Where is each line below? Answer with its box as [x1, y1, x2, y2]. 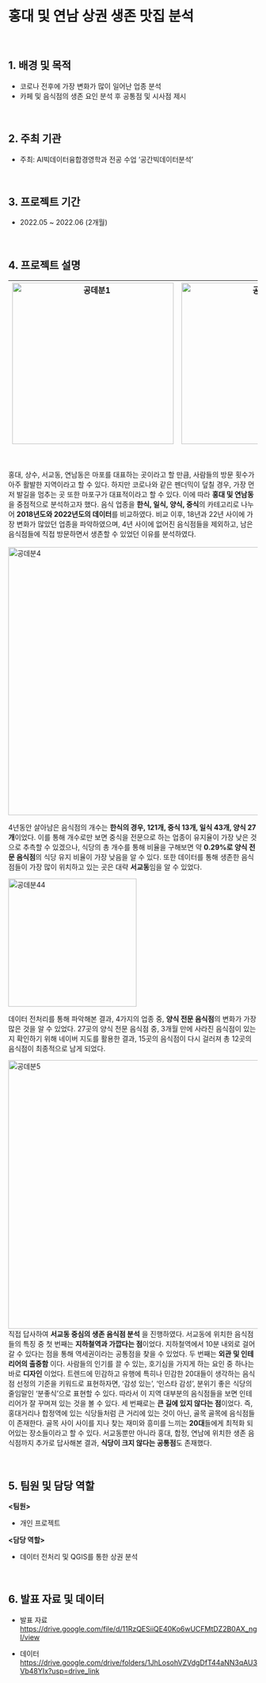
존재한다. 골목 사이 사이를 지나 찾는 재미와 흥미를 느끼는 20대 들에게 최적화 [16, 1419, 245, 1428]
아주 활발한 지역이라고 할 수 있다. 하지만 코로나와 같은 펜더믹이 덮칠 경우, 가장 [8, 480, 247, 489]
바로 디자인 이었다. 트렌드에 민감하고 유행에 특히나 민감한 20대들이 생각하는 [8, 1369, 241, 1378]
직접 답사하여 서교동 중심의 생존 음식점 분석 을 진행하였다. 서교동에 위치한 [8, 1329, 234, 1339]
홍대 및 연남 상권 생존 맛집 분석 [8, 7, 194, 25]
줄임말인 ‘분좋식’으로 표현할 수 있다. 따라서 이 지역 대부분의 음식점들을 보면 [8, 1389, 237, 1398]
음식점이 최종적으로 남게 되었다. [8, 1044, 106, 1054]
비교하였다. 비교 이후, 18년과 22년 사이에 [120, 510, 245, 519]
